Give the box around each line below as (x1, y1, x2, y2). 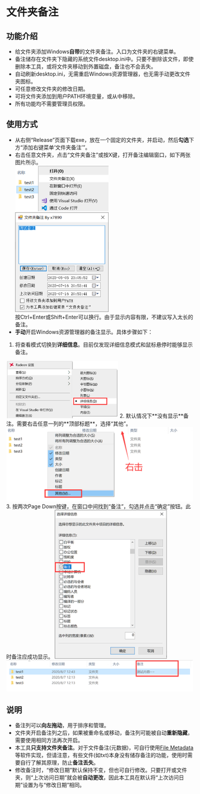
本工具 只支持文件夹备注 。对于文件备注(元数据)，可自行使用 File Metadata (14, 744, 194, 751)
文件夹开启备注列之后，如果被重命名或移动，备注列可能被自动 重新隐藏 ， (14, 729, 193, 736)
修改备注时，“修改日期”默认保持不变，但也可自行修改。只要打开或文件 (14, 766, 187, 773)
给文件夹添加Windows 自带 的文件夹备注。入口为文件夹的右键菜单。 (14, 48, 179, 55)
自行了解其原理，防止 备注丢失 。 (20, 759, 99, 766)
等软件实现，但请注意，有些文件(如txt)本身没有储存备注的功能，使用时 (14, 751, 188, 758)
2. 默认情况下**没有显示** (119, 412, 184, 419)
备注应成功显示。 (11, 653, 54, 660)
